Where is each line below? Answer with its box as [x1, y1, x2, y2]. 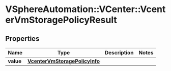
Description [104, 49, 134, 56]
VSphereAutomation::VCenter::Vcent [5, 4, 166, 15]
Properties [5, 34, 40, 43]
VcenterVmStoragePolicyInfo [27, 58, 100, 64]
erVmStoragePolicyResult [5, 14, 117, 26]
